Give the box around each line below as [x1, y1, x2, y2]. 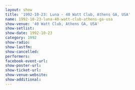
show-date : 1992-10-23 [5, 30, 52, 35]
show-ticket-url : [5, 68, 41, 73]
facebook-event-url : [5, 58, 48, 63]
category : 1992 [5, 35, 37, 40]
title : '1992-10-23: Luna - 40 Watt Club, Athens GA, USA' [5, 12, 131, 17]
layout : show [5, 7, 32, 12]
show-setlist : [5, 26, 35, 31]
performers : [5, 53, 30, 59]
